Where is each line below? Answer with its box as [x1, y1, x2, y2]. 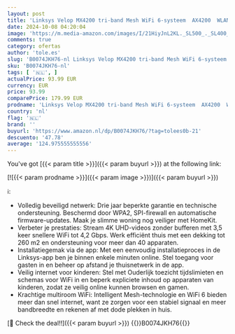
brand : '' [7, 120, 36, 128]
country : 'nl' [7, 108, 49, 115]
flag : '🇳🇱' [7, 114, 42, 121]
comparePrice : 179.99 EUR [7, 95, 83, 102]
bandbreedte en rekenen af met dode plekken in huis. [17, 305, 173, 314]
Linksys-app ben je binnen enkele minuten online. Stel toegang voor [17, 253, 214, 262]
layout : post [7, 10, 45, 18]
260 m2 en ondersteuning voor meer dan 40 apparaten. [17, 239, 179, 247]
